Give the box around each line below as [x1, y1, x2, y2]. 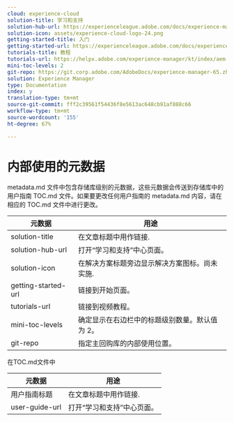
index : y [7, 88, 33, 95]
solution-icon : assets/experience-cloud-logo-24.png [7, 29, 164, 37]
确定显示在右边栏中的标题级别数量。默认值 [77, 315, 218, 325]
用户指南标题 [10, 390, 54, 400]
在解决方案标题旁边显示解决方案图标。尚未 [77, 259, 218, 269]
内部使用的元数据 [7, 158, 106, 174]
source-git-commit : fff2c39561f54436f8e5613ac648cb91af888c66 [7, 101, 192, 108]
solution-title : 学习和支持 [7, 17, 84, 24]
